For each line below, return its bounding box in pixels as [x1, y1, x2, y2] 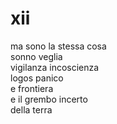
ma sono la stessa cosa [10, 40, 107, 52]
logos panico [10, 72, 64, 84]
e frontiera [10, 82, 54, 94]
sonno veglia [10, 50, 63, 62]
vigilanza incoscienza [10, 61, 100, 73]
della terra [10, 103, 53, 116]
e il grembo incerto [10, 93, 88, 105]
